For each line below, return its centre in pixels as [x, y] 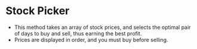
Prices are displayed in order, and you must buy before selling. [91, 40]
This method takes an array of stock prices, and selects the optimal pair [102, 27]
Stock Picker [38, 11]
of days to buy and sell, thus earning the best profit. [78, 33]
